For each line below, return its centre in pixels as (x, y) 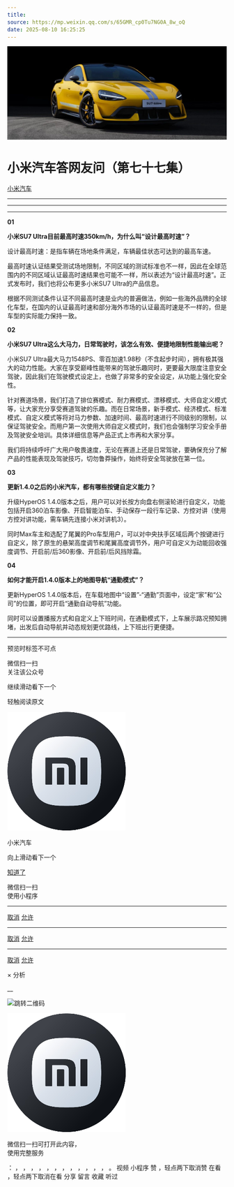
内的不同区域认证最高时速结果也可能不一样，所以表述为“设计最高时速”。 (117, 275)
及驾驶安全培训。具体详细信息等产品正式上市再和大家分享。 (93, 435)
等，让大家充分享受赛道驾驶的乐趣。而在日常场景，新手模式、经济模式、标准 (117, 409)
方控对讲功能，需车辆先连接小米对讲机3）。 (69, 519)
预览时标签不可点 (32, 649)
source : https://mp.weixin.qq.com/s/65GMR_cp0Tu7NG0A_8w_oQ (96, 22)
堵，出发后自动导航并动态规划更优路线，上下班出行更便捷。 (93, 627)
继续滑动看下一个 (32, 687)
